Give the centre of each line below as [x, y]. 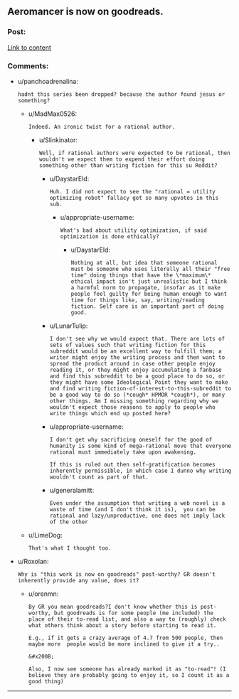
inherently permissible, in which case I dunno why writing [140, 471]
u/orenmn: [43, 594]
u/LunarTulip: [69, 326]
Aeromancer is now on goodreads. [85, 12]
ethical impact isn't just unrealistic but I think [149, 281]
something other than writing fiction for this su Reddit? [128, 165]
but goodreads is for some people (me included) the [133, 613]
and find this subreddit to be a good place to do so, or [137, 376]
